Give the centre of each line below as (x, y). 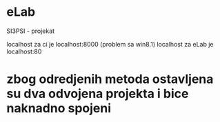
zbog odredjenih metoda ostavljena (110, 79)
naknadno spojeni (59, 109)
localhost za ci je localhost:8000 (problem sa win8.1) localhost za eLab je (110, 44)
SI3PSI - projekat (31, 31)
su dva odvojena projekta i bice (98, 94)
